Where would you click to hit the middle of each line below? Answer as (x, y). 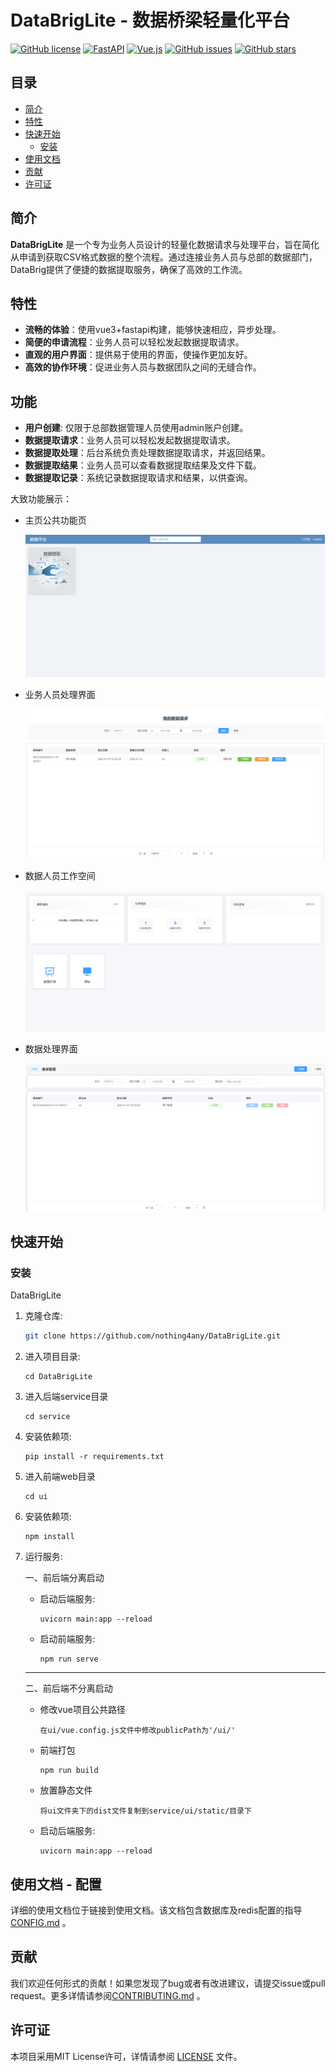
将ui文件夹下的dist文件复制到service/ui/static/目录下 (145, 1811)
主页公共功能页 (55, 520)
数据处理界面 (51, 1048)
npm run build (69, 1771)
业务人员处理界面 (60, 695)
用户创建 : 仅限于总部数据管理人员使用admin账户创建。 (136, 428)
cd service (47, 1417)
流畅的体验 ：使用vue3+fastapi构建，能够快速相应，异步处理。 (153, 330)
